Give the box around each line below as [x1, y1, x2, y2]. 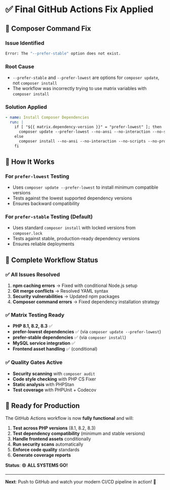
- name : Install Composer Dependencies [5, 115, 90, 120]
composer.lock [12, 231, 42, 236]
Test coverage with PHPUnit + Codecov [12, 387, 97, 393]
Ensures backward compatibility [12, 200, 80, 207]
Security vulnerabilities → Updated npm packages [12, 294, 120, 300]
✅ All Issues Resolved [5, 271, 60, 278]
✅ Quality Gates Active [5, 359, 63, 366]
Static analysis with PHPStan [12, 381, 74, 387]
